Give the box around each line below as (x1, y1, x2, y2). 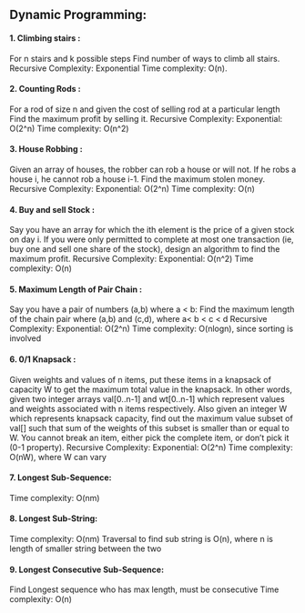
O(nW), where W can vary (9, 451, 107, 462)
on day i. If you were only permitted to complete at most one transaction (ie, (9, 234, 294, 245)
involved (9, 333, 42, 344)
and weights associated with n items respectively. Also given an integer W (9, 403, 288, 414)
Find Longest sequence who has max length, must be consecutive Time (9, 584, 280, 595)
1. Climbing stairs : (9, 32, 81, 44)
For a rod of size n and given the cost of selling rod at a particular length (9, 104, 280, 115)
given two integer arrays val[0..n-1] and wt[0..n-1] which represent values (9, 393, 285, 404)
